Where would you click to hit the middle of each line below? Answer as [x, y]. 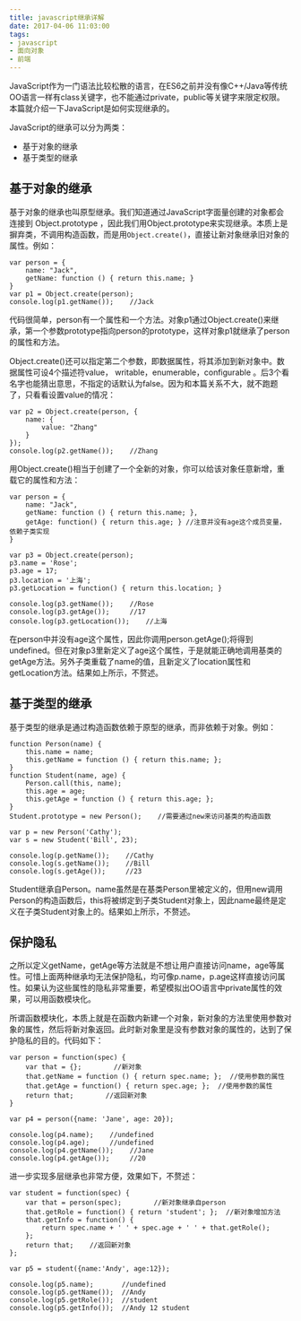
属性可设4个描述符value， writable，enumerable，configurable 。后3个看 [153, 372]
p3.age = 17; [34, 570]
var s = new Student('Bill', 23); [74, 839]
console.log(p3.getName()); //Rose [82, 604]
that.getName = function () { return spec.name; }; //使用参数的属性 [155, 1077]
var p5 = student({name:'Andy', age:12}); [90, 1269]
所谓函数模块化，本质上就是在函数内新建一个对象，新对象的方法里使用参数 [146, 1018]
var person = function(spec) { [68, 1058]
